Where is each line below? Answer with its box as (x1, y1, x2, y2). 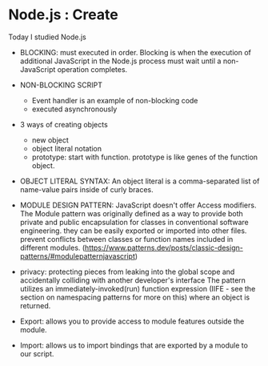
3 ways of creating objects (19, 119, 108, 129)
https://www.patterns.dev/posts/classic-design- (84, 243, 244, 252)
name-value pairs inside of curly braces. (19, 184, 154, 194)
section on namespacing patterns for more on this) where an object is (19, 292, 250, 302)
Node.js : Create (8, 6, 118, 24)
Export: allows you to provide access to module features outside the (19, 316, 245, 326)
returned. (19, 300, 51, 310)
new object (31, 135, 70, 145)
